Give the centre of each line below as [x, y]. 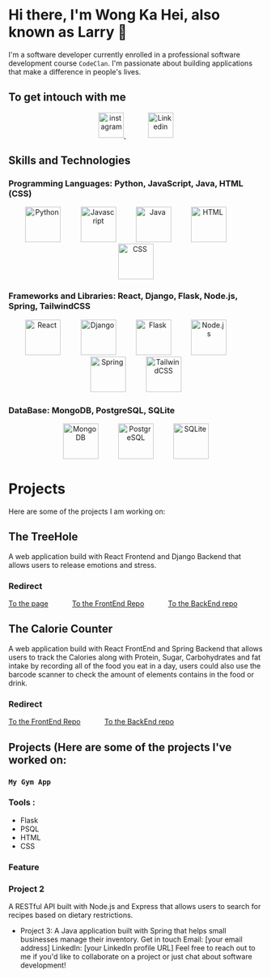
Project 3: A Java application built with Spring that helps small [123, 931]
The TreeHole [43, 537]
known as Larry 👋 [68, 32]
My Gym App [30, 782]
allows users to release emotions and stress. [83, 565]
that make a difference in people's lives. [75, 71]
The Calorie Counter [61, 629]
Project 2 [26, 889]
